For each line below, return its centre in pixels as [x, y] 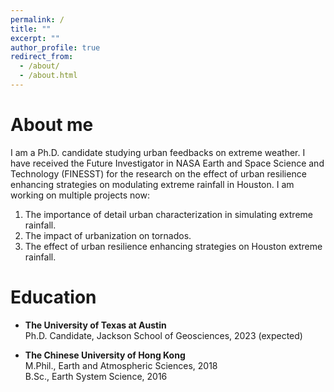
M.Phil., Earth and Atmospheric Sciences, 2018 [121, 365]
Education [53, 297]
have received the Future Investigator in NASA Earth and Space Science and [167, 163]
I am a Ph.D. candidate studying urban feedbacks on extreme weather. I [158, 152]
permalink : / [37, 19]
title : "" [31, 29]
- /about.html [48, 76]
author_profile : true [55, 47]
